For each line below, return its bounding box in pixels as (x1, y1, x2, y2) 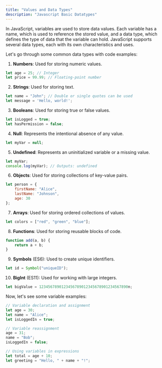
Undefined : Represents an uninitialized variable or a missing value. (12, 149, 151, 155)
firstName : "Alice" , (14, 187, 57, 192)
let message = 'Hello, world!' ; (5, 98, 73, 104)
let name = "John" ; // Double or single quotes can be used (5, 94, 133, 99)
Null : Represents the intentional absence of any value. (12, 130, 124, 136)
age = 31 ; (5, 331, 26, 336)
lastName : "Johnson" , (14, 191, 59, 197)
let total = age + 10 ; (5, 353, 53, 359)
